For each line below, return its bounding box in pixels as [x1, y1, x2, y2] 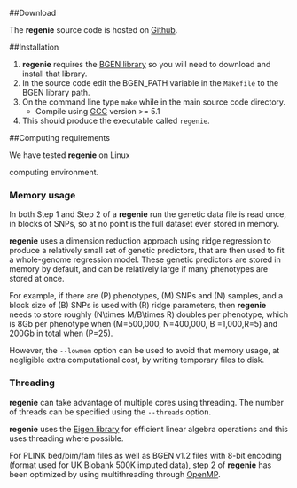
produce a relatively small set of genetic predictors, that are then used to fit [9, 245, 285, 256]
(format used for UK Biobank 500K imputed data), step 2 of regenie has [9, 460, 272, 470]
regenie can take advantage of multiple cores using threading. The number [9, 397, 285, 407]
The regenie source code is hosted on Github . [9, 25, 178, 35]
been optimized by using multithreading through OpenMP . [9, 469, 222, 479]
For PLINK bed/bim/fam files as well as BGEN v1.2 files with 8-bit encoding [9, 450, 282, 461]
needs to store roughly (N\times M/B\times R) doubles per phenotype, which [9, 309, 289, 320]
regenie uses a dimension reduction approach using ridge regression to [9, 236, 272, 246]
